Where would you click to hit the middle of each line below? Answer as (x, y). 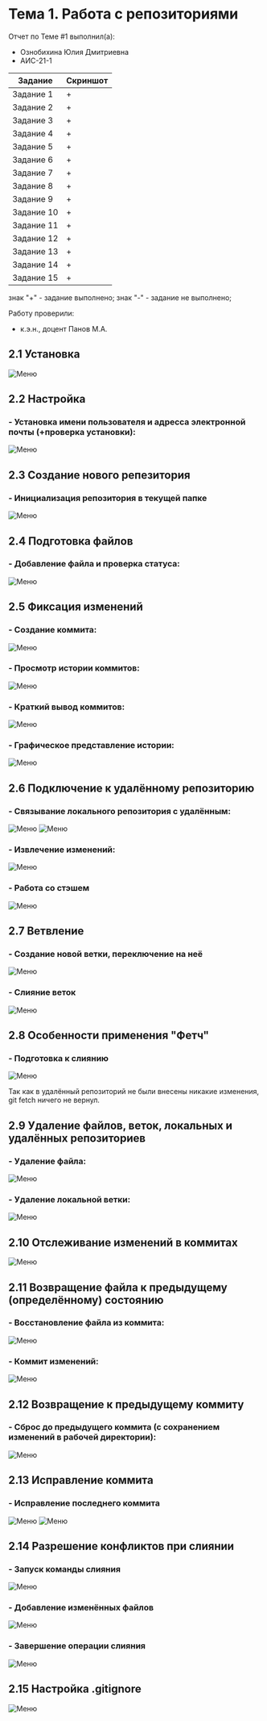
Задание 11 (35, 225)
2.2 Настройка (47, 399)
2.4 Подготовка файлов (71, 541)
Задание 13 (35, 251)
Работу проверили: (41, 313)
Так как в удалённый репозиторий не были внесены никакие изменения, (134, 1092)
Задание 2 (33, 107)
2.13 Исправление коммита (81, 1480)
